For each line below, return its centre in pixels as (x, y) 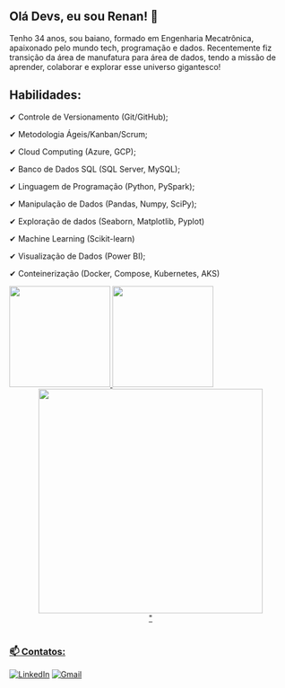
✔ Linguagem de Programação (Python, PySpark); (102, 186)
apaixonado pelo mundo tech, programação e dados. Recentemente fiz (141, 48)
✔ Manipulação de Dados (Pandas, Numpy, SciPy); (103, 204)
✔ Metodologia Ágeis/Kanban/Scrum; (78, 134)
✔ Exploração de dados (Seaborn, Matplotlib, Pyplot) (107, 221)
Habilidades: (46, 95)
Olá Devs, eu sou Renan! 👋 (84, 17)
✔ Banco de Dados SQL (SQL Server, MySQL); (95, 169)
